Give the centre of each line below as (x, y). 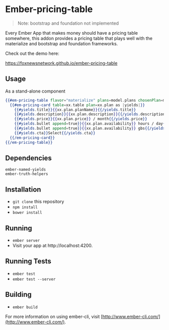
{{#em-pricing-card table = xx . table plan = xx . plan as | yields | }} (77, 105)
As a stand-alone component (35, 91)
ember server (26, 240)
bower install (27, 213)
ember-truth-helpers (27, 174)
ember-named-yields (26, 170)
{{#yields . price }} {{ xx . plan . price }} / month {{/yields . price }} (81, 119)
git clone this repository (38, 202)
